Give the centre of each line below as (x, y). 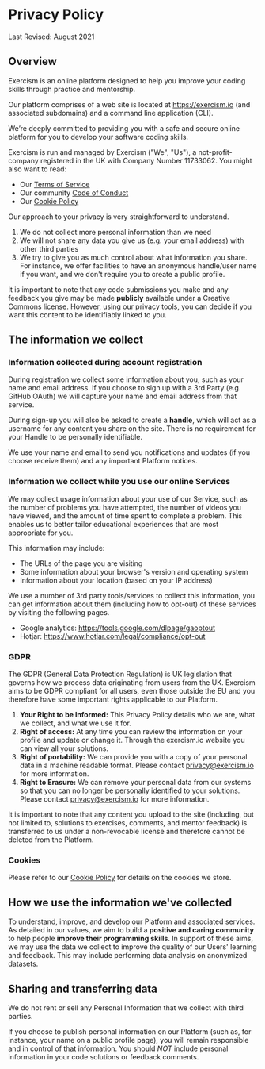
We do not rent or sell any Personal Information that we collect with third (126, 1007)
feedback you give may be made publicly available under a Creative (119, 298)
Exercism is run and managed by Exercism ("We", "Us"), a (102, 152)
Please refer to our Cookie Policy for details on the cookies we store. (120, 878)
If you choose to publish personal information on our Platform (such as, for (130, 1031)
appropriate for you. (41, 533)
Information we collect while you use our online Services (119, 482)
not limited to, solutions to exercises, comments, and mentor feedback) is (128, 823)
